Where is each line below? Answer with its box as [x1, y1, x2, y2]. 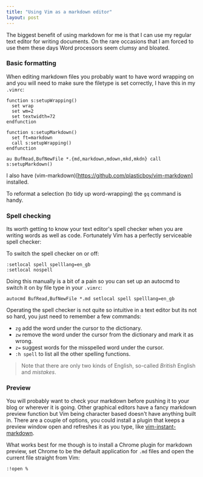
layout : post [6, 15, 39, 21]
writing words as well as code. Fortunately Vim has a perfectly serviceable [6, 232, 192, 239]
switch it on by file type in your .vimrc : [6, 284, 103, 292]
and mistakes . [21, 369, 56, 376]
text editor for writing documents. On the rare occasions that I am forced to [6, 38, 194, 45]
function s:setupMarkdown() [6, 129, 78, 135]
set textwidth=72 [12, 113, 56, 119]
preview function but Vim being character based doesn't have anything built [6, 410, 196, 418]
